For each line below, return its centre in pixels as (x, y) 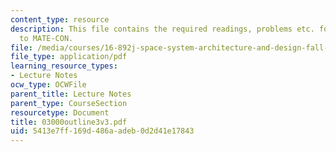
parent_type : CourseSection (69, 103)
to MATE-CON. (46, 38)
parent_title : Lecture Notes (71, 94)
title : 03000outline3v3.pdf (69, 122)
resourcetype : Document (60, 112)
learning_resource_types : (64, 66)
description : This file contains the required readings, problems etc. (162, 29)
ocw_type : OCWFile (48, 85)
